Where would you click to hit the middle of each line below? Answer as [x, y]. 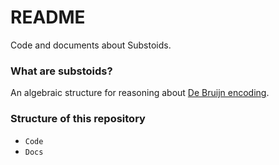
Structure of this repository [78, 119]
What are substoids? [61, 71]
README [48, 17]
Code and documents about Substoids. [91, 45]
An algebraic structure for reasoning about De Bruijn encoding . [140, 93]
